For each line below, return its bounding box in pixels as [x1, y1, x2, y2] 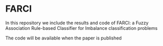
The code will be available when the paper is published [5, 35, 122, 41]
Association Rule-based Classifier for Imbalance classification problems [5, 25, 158, 31]
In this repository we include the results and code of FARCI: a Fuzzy [5, 20, 149, 26]
